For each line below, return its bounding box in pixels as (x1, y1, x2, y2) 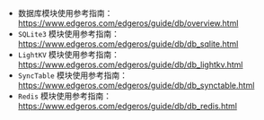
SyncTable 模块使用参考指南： (17, 70, 128, 81)
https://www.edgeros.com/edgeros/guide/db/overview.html (17, 18, 239, 29)
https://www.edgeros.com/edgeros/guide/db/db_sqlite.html (17, 39, 239, 49)
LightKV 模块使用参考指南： (17, 49, 119, 60)
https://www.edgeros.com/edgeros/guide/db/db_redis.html (17, 101, 238, 111)
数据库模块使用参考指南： (17, 8, 113, 18)
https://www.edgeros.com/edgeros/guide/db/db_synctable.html (17, 80, 255, 90)
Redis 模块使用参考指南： (17, 90, 112, 101)
